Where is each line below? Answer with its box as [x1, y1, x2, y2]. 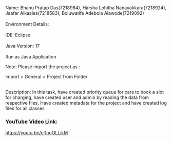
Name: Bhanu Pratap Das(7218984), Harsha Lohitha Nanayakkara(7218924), [5, 5, 167, 11]
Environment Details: [5, 21, 49, 27]
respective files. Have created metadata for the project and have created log [5, 100, 167, 106]
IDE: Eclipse [5, 32, 31, 38]
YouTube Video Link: [5, 118, 58, 125]
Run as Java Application [5, 54, 56, 59]
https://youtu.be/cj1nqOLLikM [5, 130, 68, 136]
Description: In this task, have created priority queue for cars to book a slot [5, 89, 164, 95]
